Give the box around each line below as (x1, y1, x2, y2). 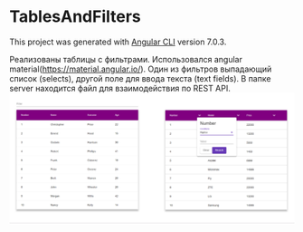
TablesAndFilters (9, 6, 142, 27)
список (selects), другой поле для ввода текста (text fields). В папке (9, 72, 271, 83)
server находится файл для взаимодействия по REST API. (9, 82, 231, 93)
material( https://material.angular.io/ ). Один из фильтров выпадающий (9, 63, 272, 74)
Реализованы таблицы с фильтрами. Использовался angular (9, 53, 242, 64)
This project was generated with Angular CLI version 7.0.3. (9, 36, 227, 47)
